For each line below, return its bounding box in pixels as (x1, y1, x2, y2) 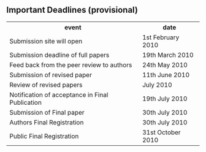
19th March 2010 (142, 50, 194, 59)
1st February (142, 33, 180, 42)
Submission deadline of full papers (9, 50, 110, 59)
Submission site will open (9, 37, 83, 45)
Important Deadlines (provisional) (6, 5, 138, 15)
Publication (9, 98, 42, 107)
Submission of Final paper (9, 108, 85, 116)
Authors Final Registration (9, 118, 84, 126)
